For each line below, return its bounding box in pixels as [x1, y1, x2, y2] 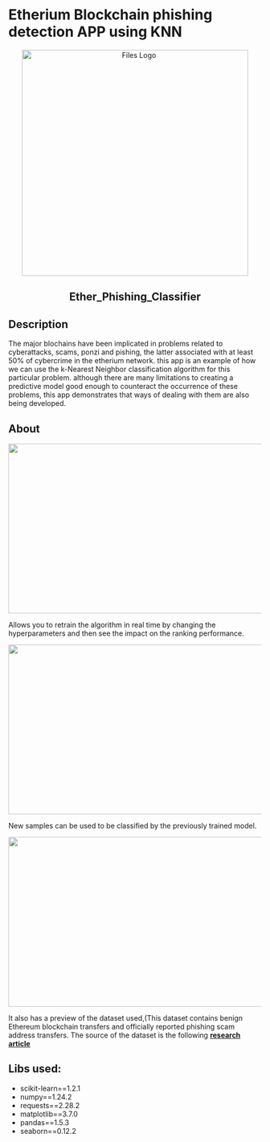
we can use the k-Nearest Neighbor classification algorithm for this [8, 364, 231, 375]
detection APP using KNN [8, 23, 182, 41]
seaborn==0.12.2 [19, 1126, 76, 1136]
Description [8, 317, 68, 331]
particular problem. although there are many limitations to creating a [8, 373, 234, 383]
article [8, 1038, 31, 1048]
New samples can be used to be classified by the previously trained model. [8, 821, 257, 830]
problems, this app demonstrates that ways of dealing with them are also [8, 390, 250, 399]
